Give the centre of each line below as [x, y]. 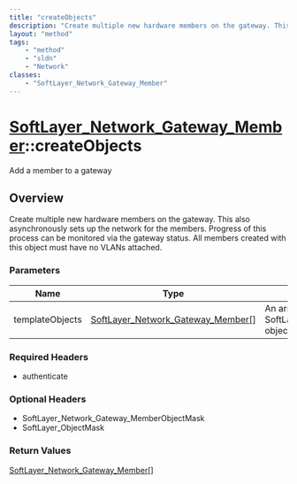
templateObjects [48, 319]
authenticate [45, 376]
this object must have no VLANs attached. [86, 248]
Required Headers [49, 357]
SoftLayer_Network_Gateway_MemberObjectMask [113, 419]
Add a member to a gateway [61, 170]
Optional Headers [48, 399]
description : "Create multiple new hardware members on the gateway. [140, 26]
